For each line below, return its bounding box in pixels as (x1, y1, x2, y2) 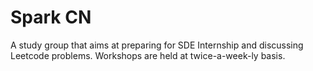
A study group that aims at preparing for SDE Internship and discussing (10, 39, 304, 51)
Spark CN (10, 6, 92, 29)
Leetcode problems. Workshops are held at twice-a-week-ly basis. (10, 49, 286, 61)
